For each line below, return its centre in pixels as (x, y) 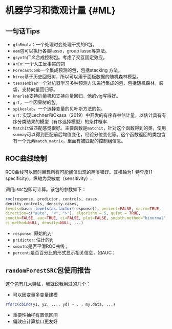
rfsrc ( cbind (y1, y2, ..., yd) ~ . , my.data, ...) (60, 304)
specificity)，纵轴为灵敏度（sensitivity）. (49, 178)
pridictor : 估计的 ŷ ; (33, 240)
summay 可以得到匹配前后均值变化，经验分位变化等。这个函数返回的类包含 (89, 134)
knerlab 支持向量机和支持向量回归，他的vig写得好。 (67, 96)
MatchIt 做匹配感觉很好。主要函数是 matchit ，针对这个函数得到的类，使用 (89, 128)
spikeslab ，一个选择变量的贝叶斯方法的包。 (59, 109)
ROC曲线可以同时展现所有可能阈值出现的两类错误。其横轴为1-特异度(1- (80, 172)
